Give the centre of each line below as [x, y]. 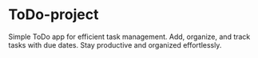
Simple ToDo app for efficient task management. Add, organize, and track [129, 37]
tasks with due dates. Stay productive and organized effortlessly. [115, 44]
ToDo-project [54, 15]
